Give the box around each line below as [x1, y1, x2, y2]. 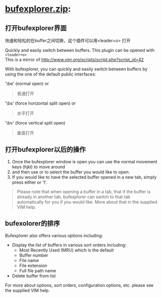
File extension [19, 263, 47, 268]
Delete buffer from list [12, 273, 56, 279]
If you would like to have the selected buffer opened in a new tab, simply [12, 174, 157, 180]
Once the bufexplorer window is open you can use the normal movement [12, 158, 158, 164]
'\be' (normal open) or [5, 81, 49, 86]
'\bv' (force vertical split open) [5, 120, 66, 125]
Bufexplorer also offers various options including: [5, 233, 103, 238]
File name [19, 257, 39, 263]
